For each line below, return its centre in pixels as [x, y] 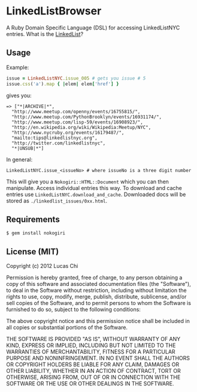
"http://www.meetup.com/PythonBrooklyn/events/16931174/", [87, 117]
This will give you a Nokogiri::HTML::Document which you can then [88, 182]
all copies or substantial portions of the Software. [67, 327]
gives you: [19, 95]
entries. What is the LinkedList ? [45, 34]
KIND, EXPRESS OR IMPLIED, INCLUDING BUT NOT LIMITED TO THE [91, 345]
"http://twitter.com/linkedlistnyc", [59, 143]
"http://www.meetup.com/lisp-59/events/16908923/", [78, 122]
